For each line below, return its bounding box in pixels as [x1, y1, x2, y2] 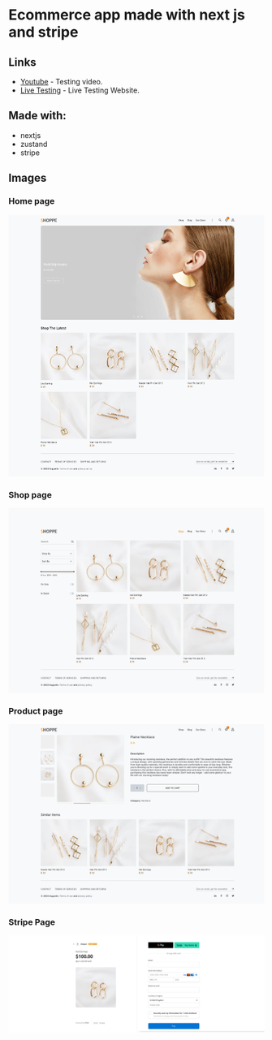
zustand [19, 139, 48, 149]
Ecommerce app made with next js [8, 6, 246, 24]
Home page [8, 196, 55, 207]
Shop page [8, 489, 53, 500]
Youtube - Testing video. [19, 77, 103, 86]
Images [8, 171, 47, 185]
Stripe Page [8, 917, 55, 928]
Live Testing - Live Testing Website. [19, 85, 140, 95]
